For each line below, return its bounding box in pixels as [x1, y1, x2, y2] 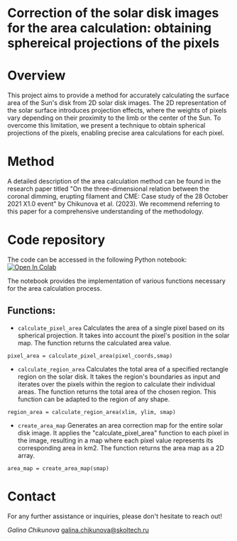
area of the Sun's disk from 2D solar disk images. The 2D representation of [7, 99, 227, 107]
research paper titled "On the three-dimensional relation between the [7, 184, 209, 193]
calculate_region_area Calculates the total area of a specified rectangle [17, 364, 228, 373]
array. [17, 451, 35, 459]
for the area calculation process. [7, 284, 102, 292]
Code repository [7, 232, 106, 248]
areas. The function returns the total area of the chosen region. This [17, 387, 216, 396]
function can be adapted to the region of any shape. [17, 395, 170, 403]
